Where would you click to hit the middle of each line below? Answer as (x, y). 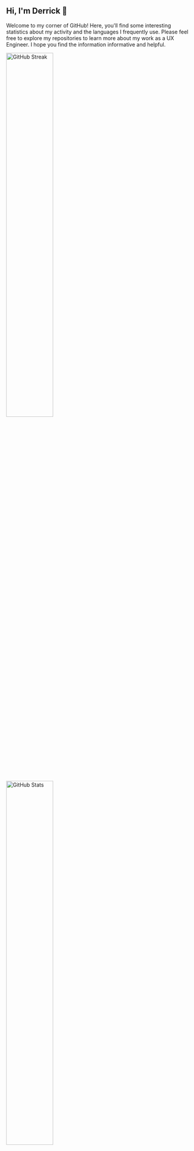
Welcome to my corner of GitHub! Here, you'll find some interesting (89, 25)
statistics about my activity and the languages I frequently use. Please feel (97, 32)
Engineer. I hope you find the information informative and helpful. (86, 44)
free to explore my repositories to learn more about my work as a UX (90, 38)
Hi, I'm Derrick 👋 (37, 11)
